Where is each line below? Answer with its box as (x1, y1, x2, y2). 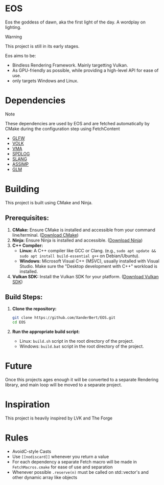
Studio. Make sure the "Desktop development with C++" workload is (19, 263, 158, 269)
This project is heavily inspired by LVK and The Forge (5, 415, 113, 421)
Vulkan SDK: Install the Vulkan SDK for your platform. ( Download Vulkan (12, 273, 159, 279)
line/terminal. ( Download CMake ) (12, 232, 79, 238)
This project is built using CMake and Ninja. (5, 199, 93, 205)
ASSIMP (12, 161, 29, 167)
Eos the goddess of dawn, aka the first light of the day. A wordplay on (5, 19, 146, 25)
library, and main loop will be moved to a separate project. (5, 382, 122, 388)
